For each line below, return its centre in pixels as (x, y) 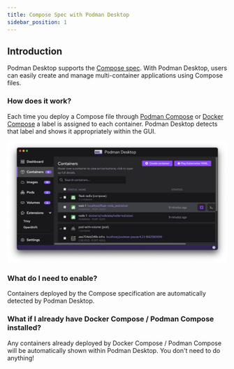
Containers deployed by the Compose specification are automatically (107, 294)
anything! (21, 358)
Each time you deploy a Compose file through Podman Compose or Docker (115, 116)
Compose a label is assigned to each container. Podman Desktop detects (112, 124)
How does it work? (39, 101)
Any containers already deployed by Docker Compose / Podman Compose (115, 343)
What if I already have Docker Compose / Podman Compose (111, 319)
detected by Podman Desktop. (51, 301)
